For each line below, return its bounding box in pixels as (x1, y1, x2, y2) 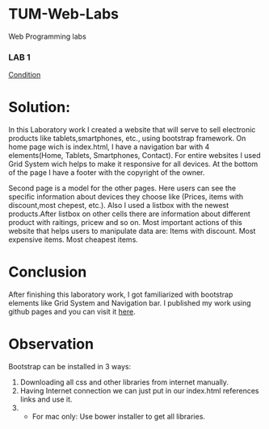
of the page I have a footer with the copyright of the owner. (8, 168, 205, 177)
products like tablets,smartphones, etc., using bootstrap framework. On (8, 134, 246, 144)
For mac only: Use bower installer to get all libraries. (32, 412, 206, 422)
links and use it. (19, 394, 73, 404)
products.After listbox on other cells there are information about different (8, 209, 250, 219)
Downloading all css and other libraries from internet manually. (19, 377, 229, 387)
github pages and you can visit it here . (8, 307, 136, 317)
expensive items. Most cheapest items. (8, 235, 139, 244)
